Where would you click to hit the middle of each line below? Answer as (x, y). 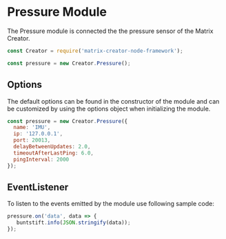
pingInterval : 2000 (41, 159)
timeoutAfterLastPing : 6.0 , (54, 153)
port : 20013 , (32, 140)
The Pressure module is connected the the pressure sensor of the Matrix (110, 31)
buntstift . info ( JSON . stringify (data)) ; (73, 223)
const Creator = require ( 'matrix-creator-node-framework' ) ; (95, 51)
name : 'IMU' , (32, 128)
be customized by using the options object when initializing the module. (109, 109)
